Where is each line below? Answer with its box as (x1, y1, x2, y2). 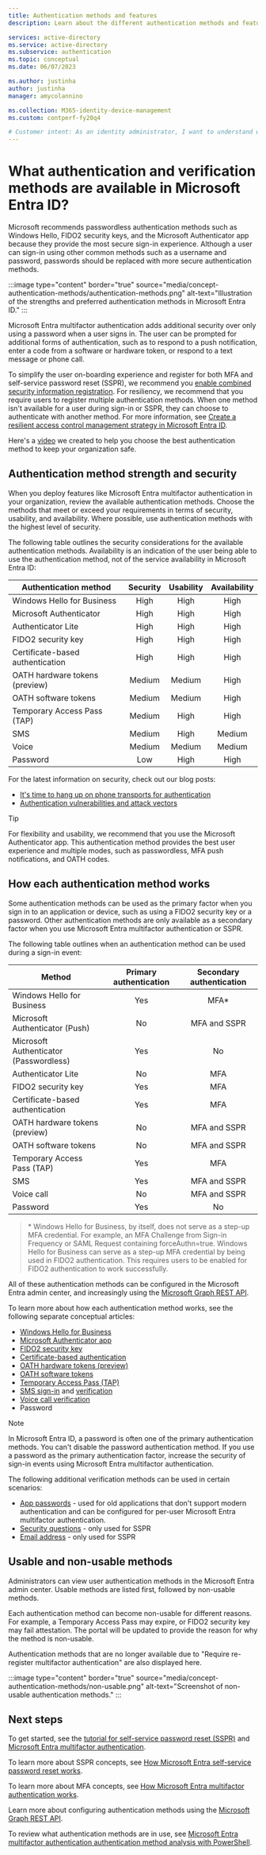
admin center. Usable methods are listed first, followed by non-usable (8, 1584, 236, 1594)
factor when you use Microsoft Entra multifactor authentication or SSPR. (8, 923, 244, 933)
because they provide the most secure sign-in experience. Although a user (8, 239, 253, 249)
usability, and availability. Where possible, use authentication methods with (8, 513, 253, 523)
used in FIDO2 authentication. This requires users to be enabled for (27, 1255, 248, 1265)
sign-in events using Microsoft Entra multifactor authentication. (8, 1459, 215, 1468)
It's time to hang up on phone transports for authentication (19, 790, 211, 799)
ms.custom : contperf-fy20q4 (8, 114, 101, 122)
